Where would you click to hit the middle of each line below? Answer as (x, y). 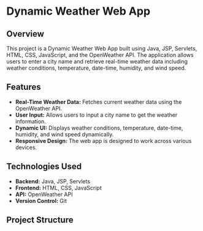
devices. (26, 147)
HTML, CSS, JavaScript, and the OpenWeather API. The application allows (100, 55)
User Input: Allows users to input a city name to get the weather (96, 115)
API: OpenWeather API (44, 194)
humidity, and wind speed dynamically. (64, 134)
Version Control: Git (41, 200)
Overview (25, 34)
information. (30, 121)
